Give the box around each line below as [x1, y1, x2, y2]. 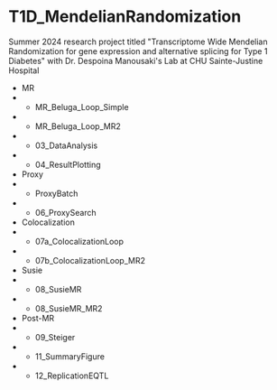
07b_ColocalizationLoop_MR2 [34, 255, 146, 265]
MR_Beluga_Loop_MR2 [34, 120, 121, 132]
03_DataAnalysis [34, 140, 98, 151]
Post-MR [21, 312, 55, 323]
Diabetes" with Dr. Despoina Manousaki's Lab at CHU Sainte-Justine [8, 55, 263, 66]
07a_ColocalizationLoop [34, 236, 124, 246]
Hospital [8, 65, 40, 76]
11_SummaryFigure [34, 350, 106, 362]
